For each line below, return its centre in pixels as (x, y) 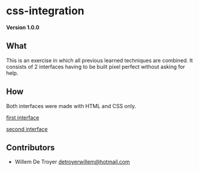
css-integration (45, 11)
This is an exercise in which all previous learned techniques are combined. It (99, 60)
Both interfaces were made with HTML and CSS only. (71, 106)
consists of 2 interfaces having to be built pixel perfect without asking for (96, 66)
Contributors (31, 148)
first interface (23, 118)
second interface (27, 129)
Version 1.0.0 (23, 27)
